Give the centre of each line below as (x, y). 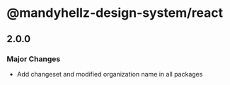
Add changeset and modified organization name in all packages (110, 74)
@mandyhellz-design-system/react (115, 13)
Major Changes (34, 59)
